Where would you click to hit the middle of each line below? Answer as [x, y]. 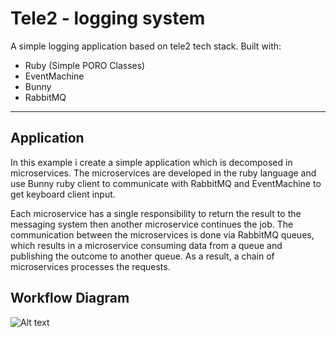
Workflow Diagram [70, 298]
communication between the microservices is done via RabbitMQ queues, [162, 234]
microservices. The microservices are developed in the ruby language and [163, 173]
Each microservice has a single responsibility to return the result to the [156, 213]
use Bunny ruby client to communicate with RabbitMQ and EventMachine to [166, 183]
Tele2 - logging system [108, 18]
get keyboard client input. [63, 194]
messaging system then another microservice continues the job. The [152, 224]
